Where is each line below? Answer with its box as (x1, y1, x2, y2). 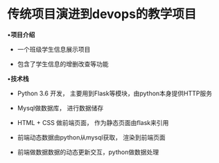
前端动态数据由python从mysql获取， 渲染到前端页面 (17, 133, 166, 142)
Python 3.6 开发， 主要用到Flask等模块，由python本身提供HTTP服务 (17, 89, 213, 97)
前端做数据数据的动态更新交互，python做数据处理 (17, 148, 159, 156)
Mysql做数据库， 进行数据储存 (17, 104, 104, 112)
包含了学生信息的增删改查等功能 (17, 59, 109, 68)
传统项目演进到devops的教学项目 (7, 6, 197, 22)
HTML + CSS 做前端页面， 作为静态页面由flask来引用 (17, 118, 169, 126)
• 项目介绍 (7, 30, 35, 39)
